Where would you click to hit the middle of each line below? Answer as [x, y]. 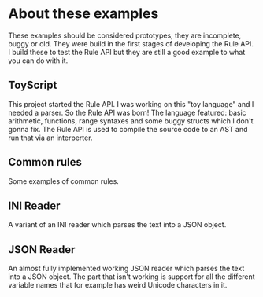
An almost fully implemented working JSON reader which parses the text [126, 269]
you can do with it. [38, 60]
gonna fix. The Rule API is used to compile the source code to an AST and [128, 129]
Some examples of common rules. [64, 181]
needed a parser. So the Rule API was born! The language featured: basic [127, 112]
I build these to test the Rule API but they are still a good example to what [127, 52]
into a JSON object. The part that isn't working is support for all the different [131, 277]
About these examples [83, 14]
